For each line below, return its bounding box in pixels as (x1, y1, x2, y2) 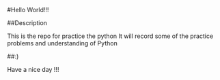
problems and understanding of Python (7, 39, 118, 47)
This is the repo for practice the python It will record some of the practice (7, 32, 214, 40)
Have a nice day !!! (7, 66, 59, 73)
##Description (7, 19, 48, 26)
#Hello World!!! (7, 6, 49, 14)
